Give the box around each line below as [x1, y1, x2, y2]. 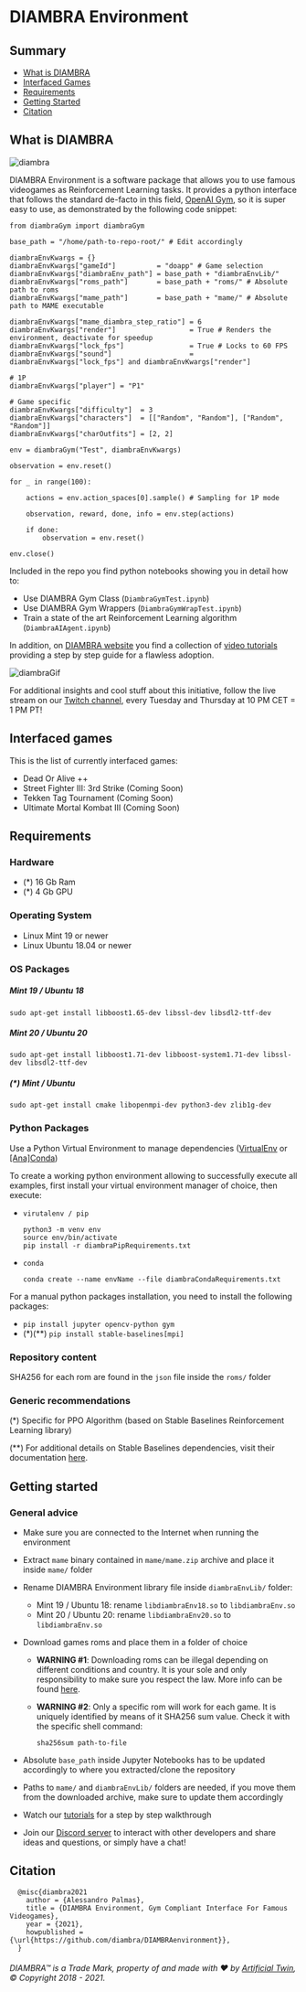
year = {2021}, [26, 1919, 84, 1929]
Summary [9, 43, 67, 59]
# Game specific [9, 397, 71, 406]
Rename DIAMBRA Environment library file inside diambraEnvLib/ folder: [22, 1582, 293, 1593]
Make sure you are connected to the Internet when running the [22, 1527, 259, 1538]
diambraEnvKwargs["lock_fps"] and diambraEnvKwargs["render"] [9, 357, 251, 367]
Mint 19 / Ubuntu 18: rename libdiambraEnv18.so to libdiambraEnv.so [36, 1600, 296, 1611]
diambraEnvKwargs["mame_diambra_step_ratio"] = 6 [9, 317, 203, 327]
